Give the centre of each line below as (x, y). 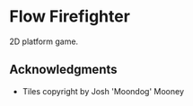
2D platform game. (44, 41)
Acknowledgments (64, 70)
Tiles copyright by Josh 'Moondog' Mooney (103, 91)
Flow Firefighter (70, 17)
